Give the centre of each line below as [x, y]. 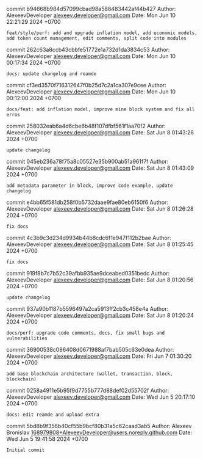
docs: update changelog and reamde [52, 74]
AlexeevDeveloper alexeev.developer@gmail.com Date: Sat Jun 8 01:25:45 [100, 244]
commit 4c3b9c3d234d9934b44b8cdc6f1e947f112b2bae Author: [89, 238]
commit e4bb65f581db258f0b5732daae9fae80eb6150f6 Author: [87, 202]
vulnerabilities [27, 338]
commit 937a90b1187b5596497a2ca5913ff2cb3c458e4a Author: [87, 309]
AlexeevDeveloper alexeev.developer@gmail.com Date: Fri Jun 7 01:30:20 [99, 356]
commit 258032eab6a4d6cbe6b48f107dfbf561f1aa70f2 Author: [86, 126]
